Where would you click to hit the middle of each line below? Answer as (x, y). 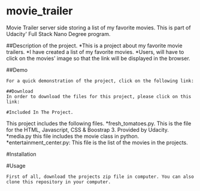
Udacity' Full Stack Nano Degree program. (58, 34)
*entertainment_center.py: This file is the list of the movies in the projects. (97, 143)
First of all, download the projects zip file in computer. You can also (100, 177)
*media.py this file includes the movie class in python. (73, 136)
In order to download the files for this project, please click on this (99, 96)
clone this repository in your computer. (59, 182)
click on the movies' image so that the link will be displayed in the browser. (98, 58)
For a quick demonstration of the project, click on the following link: (100, 81)
